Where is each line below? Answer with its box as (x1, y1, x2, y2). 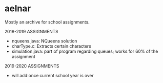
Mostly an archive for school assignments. (4, 19, 90, 25)
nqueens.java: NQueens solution (11, 38, 78, 44)
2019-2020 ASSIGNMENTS (4, 63, 60, 69)
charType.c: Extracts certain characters (11, 43, 91, 49)
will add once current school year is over (11, 72, 94, 78)
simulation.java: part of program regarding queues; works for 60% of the (11, 48, 158, 54)
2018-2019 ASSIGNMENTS (4, 28, 59, 34)
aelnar (4, 3, 31, 14)
